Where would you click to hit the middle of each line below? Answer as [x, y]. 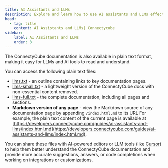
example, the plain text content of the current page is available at [79, 118]
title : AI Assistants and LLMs [38, 10]
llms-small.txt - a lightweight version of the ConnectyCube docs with [83, 86]
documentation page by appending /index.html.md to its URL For [79, 113]
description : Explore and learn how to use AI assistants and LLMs [77, 14]
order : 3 [23, 42]
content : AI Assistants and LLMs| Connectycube [64, 28]
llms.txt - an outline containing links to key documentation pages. [79, 81]
